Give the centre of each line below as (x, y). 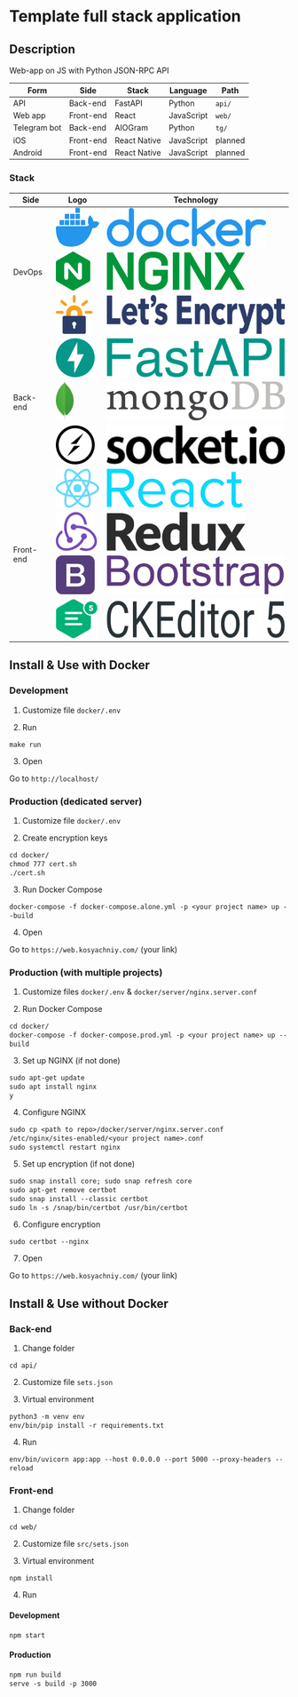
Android (27, 152)
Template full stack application (125, 16)
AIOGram (132, 128)
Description (42, 49)
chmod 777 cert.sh (43, 864)
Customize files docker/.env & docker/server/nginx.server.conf (139, 992)
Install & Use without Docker (89, 1303)
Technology (196, 200)
